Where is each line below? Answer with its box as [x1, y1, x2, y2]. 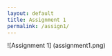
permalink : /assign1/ [7, 23, 70, 29]
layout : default [7, 10, 54, 17]
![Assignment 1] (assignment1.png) [7, 42, 106, 50]
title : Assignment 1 [7, 16, 67, 23]
